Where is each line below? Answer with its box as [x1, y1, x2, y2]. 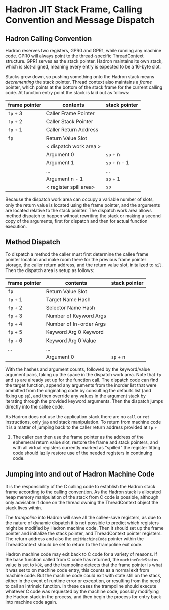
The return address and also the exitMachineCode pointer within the [5, 535, 144, 542]
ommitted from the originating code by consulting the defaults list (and [5, 387, 152, 393]
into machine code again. [5, 599, 58, 605]
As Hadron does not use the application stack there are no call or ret [5, 413, 150, 419]
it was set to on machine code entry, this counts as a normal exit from [5, 567, 150, 573]
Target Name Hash [46, 296, 91, 303]
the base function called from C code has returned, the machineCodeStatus [5, 556, 159, 562]
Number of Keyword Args [46, 312, 107, 319]
